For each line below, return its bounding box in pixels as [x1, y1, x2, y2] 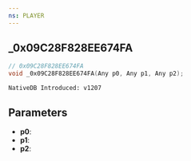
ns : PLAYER [8, 11, 45, 20]
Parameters [8, 105, 68, 120]
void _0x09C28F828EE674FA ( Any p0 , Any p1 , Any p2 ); [8, 69, 184, 78]
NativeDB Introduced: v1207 [8, 84, 102, 92]
